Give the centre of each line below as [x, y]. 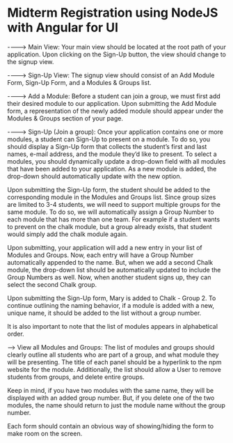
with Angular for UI [63, 28]
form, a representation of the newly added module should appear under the [115, 111]
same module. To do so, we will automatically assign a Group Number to [111, 212]
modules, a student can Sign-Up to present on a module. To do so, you [109, 139]
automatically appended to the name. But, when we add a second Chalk [110, 262]
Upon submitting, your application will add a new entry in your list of [105, 247]
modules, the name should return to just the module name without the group [116, 405]
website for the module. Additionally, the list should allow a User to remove [114, 369]
